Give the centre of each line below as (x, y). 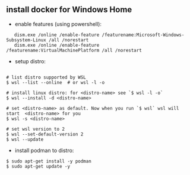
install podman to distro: (44, 150)
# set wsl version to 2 (36, 129)
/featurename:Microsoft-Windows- (143, 35)
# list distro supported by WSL (46, 77)
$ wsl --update (25, 139)
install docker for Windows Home (69, 10)
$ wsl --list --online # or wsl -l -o (56, 82)
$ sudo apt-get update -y (38, 166)
